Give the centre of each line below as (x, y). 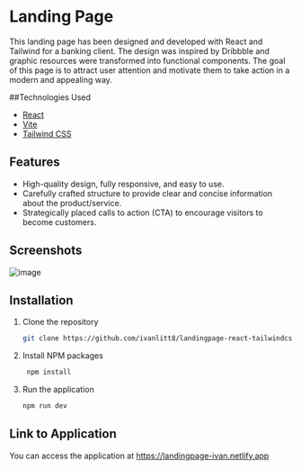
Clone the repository (60, 322)
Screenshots (46, 251)
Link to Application (63, 434)
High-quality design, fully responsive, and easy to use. (123, 184)
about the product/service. (72, 203)
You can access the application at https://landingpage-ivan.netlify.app (139, 456)
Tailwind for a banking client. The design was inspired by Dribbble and (139, 50)
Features (35, 163)
